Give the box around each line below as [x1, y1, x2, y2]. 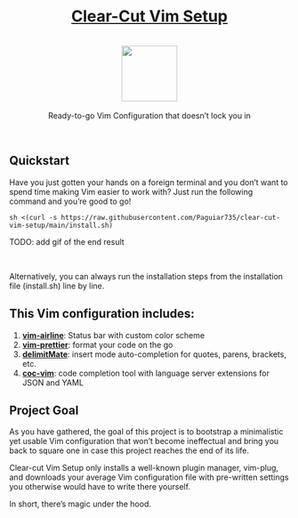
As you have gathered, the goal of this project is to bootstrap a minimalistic [9, 426, 284, 437]
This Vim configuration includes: [9, 306, 196, 321]
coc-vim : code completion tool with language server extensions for [21, 368, 270, 378]
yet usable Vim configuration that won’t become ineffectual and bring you [9, 436, 279, 447]
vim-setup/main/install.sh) [9, 221, 114, 230]
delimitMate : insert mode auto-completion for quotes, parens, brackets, [21, 349, 287, 360]
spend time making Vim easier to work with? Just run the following [9, 186, 254, 197]
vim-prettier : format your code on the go [21, 339, 173, 350]
